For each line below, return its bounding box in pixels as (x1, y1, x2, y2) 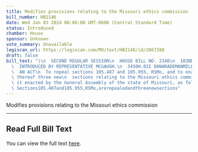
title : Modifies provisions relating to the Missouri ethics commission (6, 8, 189, 15)
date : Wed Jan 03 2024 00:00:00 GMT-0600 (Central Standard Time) (6, 19, 173, 25)
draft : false (6, 52, 38, 58)
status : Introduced (6, 25, 54, 31)
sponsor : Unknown (6, 36, 49, 42)
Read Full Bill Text (6, 124, 72, 134)
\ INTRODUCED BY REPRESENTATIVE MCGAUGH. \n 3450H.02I (11, 63, 151, 70)
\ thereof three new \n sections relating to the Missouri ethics (11, 74, 178, 80)
